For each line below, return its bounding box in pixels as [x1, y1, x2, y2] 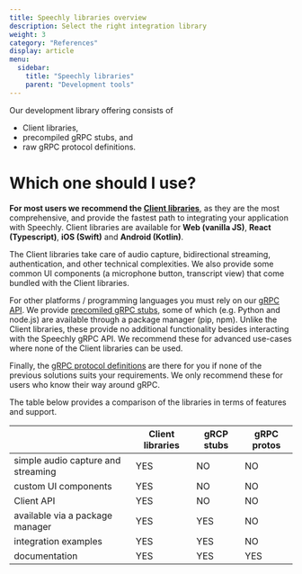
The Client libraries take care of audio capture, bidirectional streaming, [9, 248, 271, 259]
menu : [9, 55, 30, 64]
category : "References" [9, 38, 99, 48]
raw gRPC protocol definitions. [22, 141, 137, 152]
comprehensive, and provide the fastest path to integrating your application [9, 212, 289, 223]
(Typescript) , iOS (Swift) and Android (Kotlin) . [9, 231, 184, 242]
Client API [13, 494, 56, 507]
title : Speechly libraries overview [9, 13, 147, 22]
